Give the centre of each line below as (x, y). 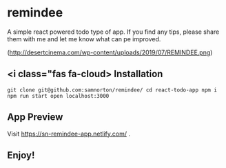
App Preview (35, 117)
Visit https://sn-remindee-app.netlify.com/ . (69, 134)
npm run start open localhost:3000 (58, 96)
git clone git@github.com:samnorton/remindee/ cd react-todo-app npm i (112, 90)
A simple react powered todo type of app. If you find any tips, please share (113, 32)
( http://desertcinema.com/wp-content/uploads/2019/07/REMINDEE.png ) (110, 52)
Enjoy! (21, 155)
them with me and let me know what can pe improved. (84, 39)
